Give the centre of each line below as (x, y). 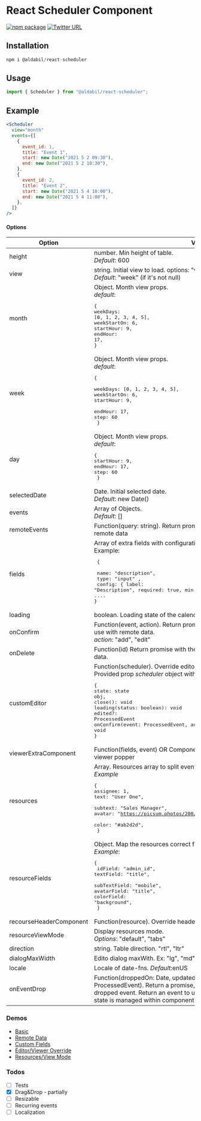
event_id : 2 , (38, 180)
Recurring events (36, 1105)
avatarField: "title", (125, 891)
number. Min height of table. (133, 253)
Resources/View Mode (43, 1056)
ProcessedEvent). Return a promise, (144, 985)
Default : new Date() (121, 499)
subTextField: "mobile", (127, 885)
